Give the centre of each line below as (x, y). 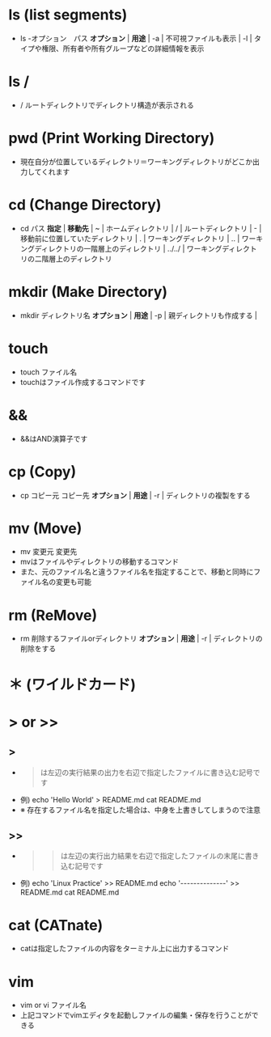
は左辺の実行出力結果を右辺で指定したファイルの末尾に (152, 856)
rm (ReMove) (53, 615)
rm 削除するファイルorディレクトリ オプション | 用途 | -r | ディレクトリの (141, 639)
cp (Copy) (42, 472)
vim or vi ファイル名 (53, 1005)
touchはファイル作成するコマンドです (83, 382)
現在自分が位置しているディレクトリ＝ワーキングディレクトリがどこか (136, 161)
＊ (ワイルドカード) (72, 684)
